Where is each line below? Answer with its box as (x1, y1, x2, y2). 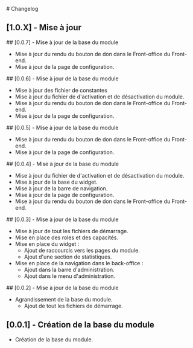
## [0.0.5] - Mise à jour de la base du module (6, 124, 119, 131)
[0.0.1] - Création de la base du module (6, 320, 155, 330)
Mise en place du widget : (14, 240, 80, 247)
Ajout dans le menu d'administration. (24, 272, 116, 280)
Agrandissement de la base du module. (14, 295, 113, 303)
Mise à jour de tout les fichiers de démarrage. (14, 227, 128, 234)
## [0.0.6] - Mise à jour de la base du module (6, 75, 119, 82)
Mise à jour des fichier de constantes (14, 86, 107, 94)
